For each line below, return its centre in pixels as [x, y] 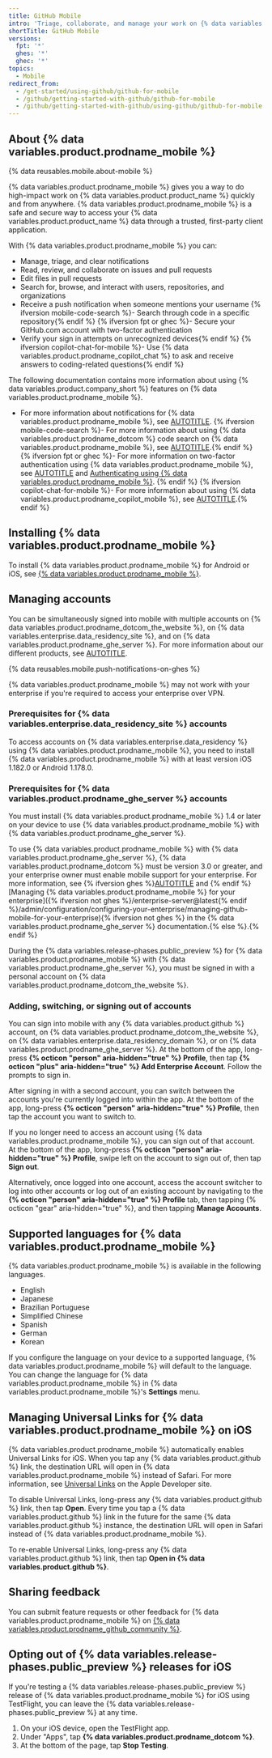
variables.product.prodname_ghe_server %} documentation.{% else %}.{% [134, 927]
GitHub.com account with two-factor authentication [106, 329]
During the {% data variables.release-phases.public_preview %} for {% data [136, 951]
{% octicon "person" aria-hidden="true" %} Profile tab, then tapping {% [132, 1200]
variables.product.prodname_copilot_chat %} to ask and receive [127, 355]
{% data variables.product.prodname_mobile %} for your [141, 892]
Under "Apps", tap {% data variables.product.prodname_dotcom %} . [137, 1736]
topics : [21, 69]
